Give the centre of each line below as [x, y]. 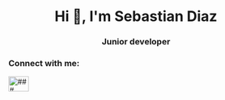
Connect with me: [44, 64]
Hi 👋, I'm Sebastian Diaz [136, 17]
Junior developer [136, 42]
